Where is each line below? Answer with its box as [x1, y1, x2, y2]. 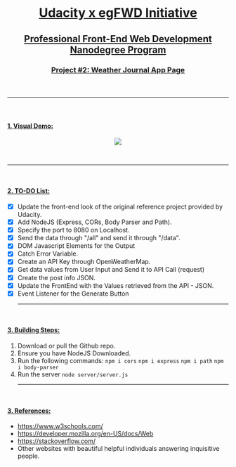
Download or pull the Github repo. [17, 341, 116, 350]
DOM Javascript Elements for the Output [17, 242, 136, 250]
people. [17, 452, 40, 461]
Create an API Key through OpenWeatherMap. [17, 258, 151, 266]
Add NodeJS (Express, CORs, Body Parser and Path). [17, 218, 172, 226]
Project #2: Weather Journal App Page [51, 65, 185, 74]
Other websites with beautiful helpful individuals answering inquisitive [17, 445, 220, 453]
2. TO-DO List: [7, 187, 51, 195]
